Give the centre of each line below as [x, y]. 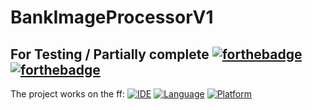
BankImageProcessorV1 [112, 17]
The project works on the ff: [67, 94]
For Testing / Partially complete [110, 54]
